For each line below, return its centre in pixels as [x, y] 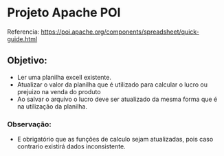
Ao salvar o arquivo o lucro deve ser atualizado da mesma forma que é [117, 99]
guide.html [22, 38]
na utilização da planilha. [52, 106]
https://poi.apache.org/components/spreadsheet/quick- [120, 32]
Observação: [29, 124]
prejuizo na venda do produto [59, 91]
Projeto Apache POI [64, 13]
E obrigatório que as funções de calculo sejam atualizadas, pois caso [115, 140]
